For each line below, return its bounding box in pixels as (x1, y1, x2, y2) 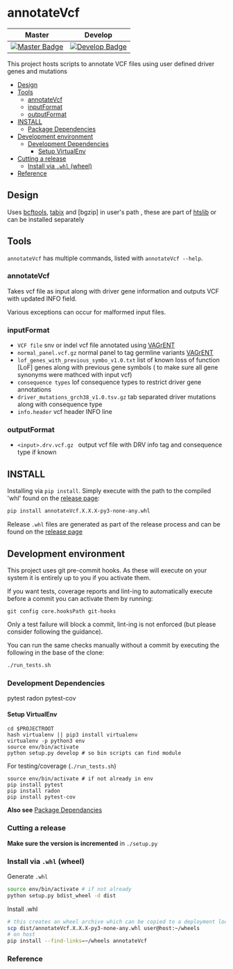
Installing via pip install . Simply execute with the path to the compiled (7, 487, 212, 495)
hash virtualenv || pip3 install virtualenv (7, 732, 138, 739)
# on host (7, 931, 36, 938)
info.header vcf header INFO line (17, 408, 113, 416)
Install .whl (7, 904, 38, 913)
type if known (17, 448, 57, 456)
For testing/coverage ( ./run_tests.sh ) (7, 762, 116, 770)
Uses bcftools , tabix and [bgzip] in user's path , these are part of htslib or (7, 207, 217, 216)
